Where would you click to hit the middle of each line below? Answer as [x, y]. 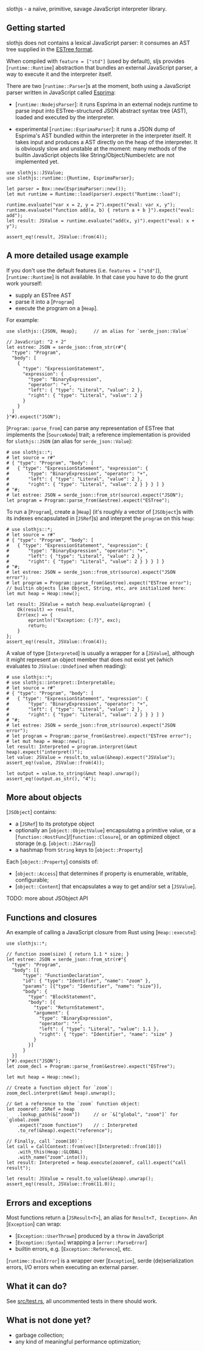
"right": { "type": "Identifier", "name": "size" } [106, 1034]
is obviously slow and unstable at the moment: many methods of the [101, 148]
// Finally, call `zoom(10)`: [45, 1141]
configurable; [32, 880]
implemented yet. [37, 161]
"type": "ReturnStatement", [69, 1008]
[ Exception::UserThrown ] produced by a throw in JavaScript [90, 1236]
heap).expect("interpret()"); [45, 752]
